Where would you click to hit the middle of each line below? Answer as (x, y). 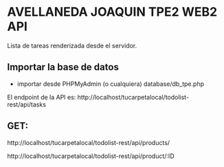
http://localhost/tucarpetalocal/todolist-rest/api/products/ (89, 142)
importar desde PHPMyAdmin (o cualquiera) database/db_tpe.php (111, 84)
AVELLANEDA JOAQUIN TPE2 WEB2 (112, 12)
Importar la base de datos (63, 67)
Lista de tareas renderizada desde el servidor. (72, 45)
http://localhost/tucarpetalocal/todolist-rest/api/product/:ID (91, 156)
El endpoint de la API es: (42, 97)
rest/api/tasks (27, 104)
